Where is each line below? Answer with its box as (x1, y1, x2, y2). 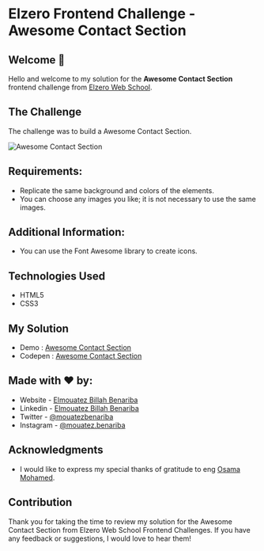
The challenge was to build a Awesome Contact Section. (8, 126, 192, 135)
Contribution (8, 496, 73, 509)
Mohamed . (19, 473, 55, 482)
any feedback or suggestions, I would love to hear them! (8, 534, 191, 543)
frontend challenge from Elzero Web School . (8, 82, 153, 92)
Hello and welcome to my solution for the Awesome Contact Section (8, 74, 233, 83)
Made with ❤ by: (8, 374, 93, 388)
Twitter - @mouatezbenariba (19, 412, 114, 421)
